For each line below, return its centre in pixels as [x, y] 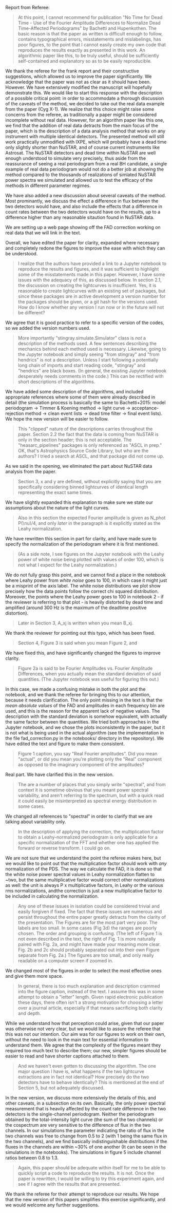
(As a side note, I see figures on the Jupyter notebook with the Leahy [91, 554]
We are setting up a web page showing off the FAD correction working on [83, 227]
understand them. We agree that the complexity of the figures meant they [83, 1045]
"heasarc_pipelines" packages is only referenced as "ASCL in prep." [90, 445]
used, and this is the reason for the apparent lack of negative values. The [83, 711]
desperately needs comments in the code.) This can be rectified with [91, 376]
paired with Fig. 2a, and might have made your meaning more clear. [89, 944]
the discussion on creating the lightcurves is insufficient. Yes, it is [87, 285]
